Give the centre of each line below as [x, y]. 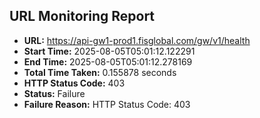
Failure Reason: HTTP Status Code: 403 [107, 104]
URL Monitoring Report [82, 16]
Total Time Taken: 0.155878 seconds [100, 72]
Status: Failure [54, 93]
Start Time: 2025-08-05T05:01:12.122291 [109, 51]
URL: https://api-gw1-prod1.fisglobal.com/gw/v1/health [137, 40]
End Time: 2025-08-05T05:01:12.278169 [108, 61]
